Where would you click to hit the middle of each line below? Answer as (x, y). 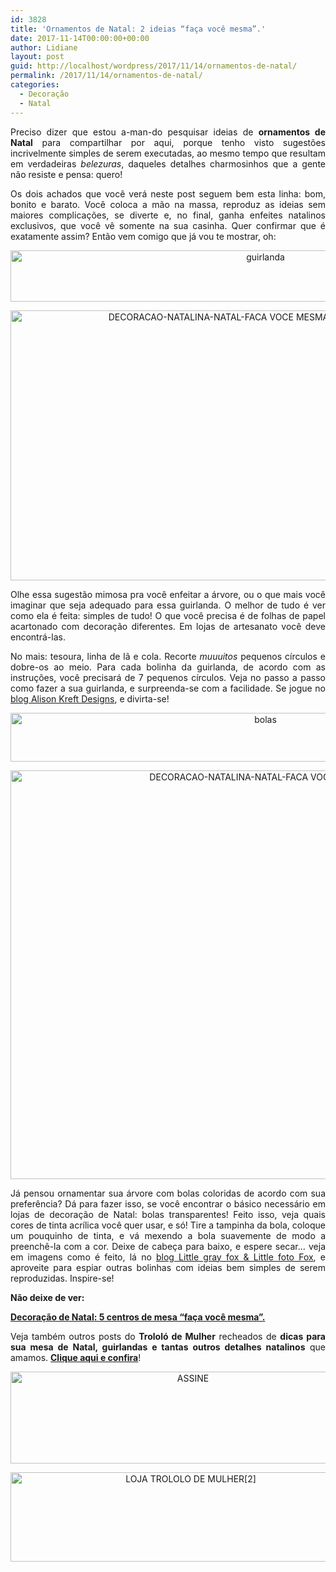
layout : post (37, 57)
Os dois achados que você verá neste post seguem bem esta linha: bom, (168, 193)
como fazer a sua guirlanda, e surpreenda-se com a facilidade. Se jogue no (168, 688)
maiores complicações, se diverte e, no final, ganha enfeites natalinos (168, 215)
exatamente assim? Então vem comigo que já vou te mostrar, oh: (143, 236)
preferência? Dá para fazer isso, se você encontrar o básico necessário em (168, 1203)
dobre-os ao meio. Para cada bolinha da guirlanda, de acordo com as (168, 667)
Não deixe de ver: (47, 1297)
